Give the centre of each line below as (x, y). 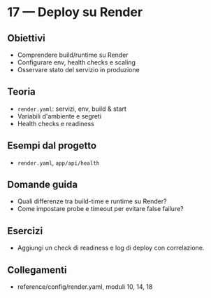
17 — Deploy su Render (75, 12)
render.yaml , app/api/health (58, 163)
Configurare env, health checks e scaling (77, 62)
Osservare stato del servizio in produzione (78, 70)
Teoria (22, 92)
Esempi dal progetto (52, 145)
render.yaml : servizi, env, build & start (72, 109)
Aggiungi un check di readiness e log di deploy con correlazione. (111, 248)
